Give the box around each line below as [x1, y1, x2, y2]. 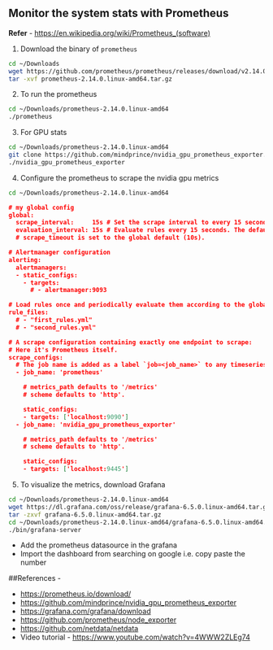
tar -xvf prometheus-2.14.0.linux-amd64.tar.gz [8, 75, 173, 83]
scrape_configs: [8, 353, 63, 361]
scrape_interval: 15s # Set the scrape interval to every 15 [15, 219, 242, 227]
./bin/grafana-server [8, 526, 82, 534]
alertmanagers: [15, 264, 67, 272]
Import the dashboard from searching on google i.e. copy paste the [19, 549, 245, 559]
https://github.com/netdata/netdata [19, 624, 139, 634]
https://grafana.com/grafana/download [19, 606, 152, 617]
